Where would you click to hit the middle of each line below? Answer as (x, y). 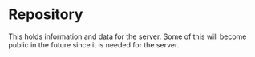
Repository (46, 15)
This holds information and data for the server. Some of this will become (127, 36)
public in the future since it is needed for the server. (94, 44)
